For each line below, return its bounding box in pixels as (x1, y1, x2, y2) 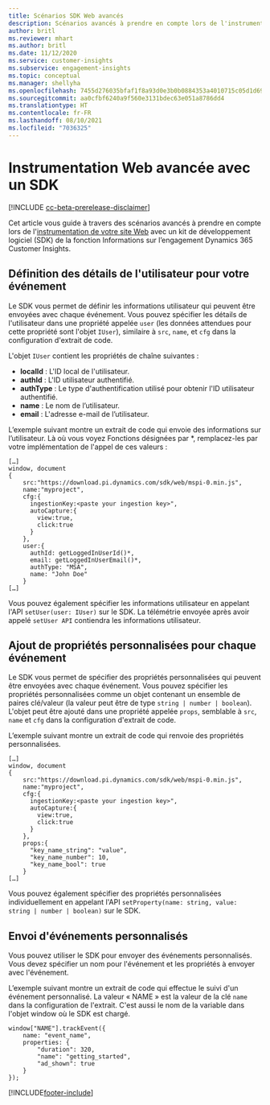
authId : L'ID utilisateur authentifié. (19, 375, 135, 385)
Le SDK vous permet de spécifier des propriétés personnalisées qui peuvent (8, 673, 261, 682)
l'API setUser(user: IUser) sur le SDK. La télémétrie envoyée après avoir (8, 607, 250, 616)
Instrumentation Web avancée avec (8, 159, 251, 177)
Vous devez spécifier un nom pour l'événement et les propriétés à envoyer (8, 959, 256, 969)
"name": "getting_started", (37, 1053, 131, 1061)
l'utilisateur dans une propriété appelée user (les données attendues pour (8, 318, 252, 328)
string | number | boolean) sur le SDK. (8, 906, 141, 916)
